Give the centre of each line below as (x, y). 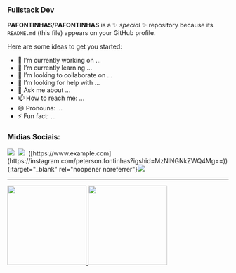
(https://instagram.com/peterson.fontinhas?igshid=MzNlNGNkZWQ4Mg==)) (118, 160)
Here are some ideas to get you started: (65, 46)
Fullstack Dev (31, 10)
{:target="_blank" (32, 169)
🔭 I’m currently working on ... (59, 61)
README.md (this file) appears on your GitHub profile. (81, 33)
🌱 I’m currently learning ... (55, 68)
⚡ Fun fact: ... (37, 116)
